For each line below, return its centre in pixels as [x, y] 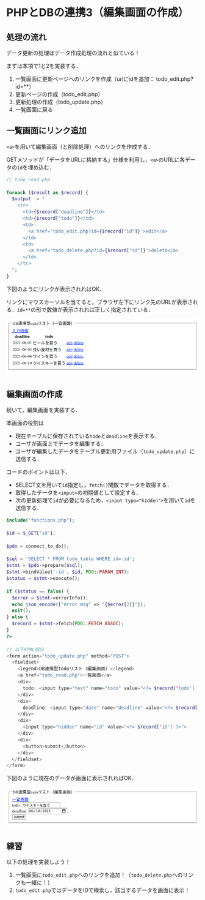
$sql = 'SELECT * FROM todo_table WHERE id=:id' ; [71, 559]
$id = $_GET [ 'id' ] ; [31, 533]
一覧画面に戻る [34, 110]
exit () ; [22, 611]
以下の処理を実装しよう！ [38, 862]
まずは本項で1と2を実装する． [44, 66]
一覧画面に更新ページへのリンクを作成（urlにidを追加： [85, 79]
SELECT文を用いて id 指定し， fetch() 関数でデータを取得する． [94, 485]
